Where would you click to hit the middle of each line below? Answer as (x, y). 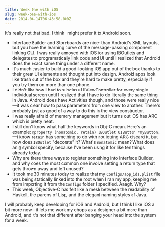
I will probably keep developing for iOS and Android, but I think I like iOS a (80, 204)
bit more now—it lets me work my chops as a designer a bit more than (76, 210)
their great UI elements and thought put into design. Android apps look (84, 74)
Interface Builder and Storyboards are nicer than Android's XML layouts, (85, 43)
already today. (27, 153)
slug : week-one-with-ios (31, 14)
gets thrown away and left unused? (48, 169)
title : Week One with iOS (32, 10)
